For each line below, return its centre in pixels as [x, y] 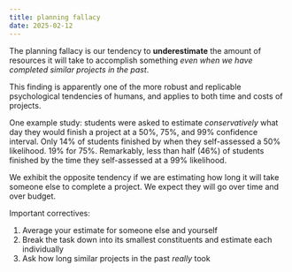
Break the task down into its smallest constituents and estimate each [147, 239]
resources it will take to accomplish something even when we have [131, 60]
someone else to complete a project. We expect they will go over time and [144, 186]
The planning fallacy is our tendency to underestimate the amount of [135, 50]
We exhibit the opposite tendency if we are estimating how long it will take [144, 177]
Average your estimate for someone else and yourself [120, 230]
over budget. [32, 196]
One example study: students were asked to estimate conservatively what [144, 122]
